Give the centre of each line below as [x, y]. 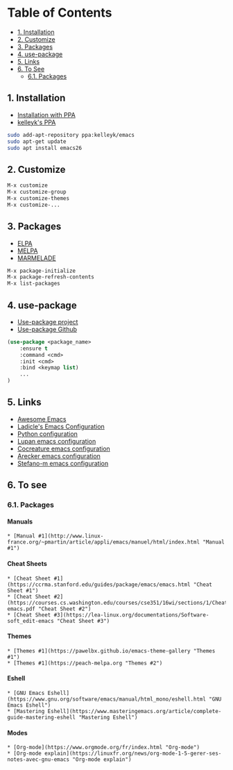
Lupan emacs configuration [57, 441]
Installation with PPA [46, 115]
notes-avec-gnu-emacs [38, 760]
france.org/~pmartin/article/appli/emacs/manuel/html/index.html [103, 542]
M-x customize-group [37, 192]
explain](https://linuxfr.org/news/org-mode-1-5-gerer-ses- [133, 754]
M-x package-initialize [42, 271]
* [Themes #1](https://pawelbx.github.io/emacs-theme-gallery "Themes [111, 651]
